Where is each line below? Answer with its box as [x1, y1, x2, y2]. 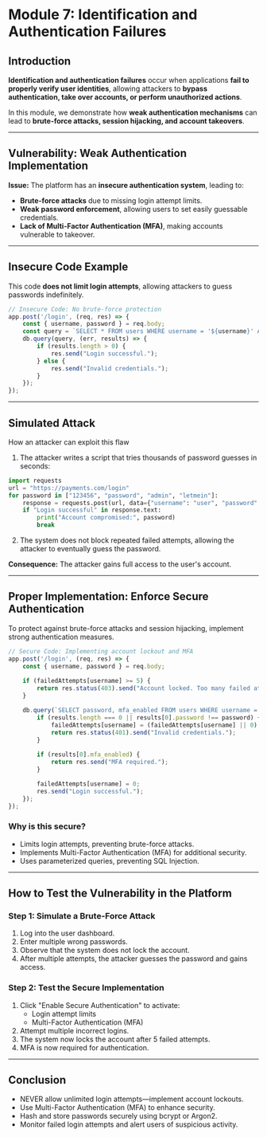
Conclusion [8, 1073, 67, 1087]
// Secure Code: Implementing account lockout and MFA [8, 647, 194, 655]
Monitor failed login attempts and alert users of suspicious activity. [19, 1119, 238, 1129]
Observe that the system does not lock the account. [19, 946, 190, 955]
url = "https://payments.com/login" [8, 484, 130, 492]
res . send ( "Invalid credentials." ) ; [50, 364, 169, 372]
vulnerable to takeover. [19, 229, 95, 239]
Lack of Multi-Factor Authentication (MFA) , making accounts [19, 221, 223, 230]
